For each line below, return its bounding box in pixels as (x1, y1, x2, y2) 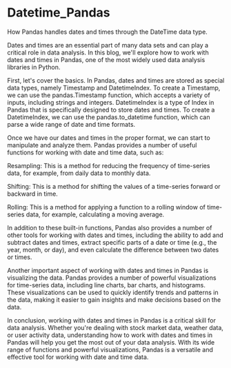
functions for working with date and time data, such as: (7, 148, 164, 156)
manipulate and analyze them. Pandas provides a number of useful (7, 141, 197, 149)
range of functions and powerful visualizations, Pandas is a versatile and (7, 345, 214, 354)
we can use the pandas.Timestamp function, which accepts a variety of (7, 91, 210, 99)
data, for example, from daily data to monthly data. (7, 169, 151, 177)
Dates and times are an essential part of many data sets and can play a (7, 41, 209, 49)
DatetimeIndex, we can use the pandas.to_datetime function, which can (7, 112, 210, 121)
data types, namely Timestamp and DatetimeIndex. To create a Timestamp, (7, 83, 221, 92)
